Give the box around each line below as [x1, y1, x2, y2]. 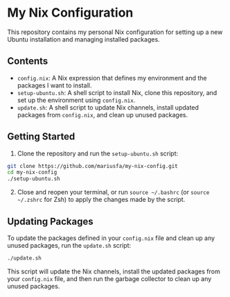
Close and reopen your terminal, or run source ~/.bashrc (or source [17, 188, 210, 196]
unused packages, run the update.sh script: [7, 241, 132, 249]
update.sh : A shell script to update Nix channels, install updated [17, 103, 200, 112]
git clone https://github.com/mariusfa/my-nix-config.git [7, 162, 178, 169]
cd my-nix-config [7, 169, 57, 176]
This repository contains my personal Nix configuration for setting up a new [7, 28, 223, 36]
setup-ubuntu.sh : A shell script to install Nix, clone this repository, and [17, 88, 218, 96]
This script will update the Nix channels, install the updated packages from [7, 267, 220, 275]
